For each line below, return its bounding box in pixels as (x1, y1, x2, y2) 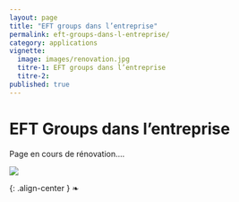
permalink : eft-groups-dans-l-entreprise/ (9, 30, 170, 39)
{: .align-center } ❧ (9, 182, 79, 193)
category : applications (9, 38, 98, 48)
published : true (9, 80, 70, 89)
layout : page (9, 13, 58, 22)
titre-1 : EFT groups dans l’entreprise (17, 64, 166, 73)
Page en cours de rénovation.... (9, 148, 125, 159)
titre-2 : (17, 72, 50, 81)
